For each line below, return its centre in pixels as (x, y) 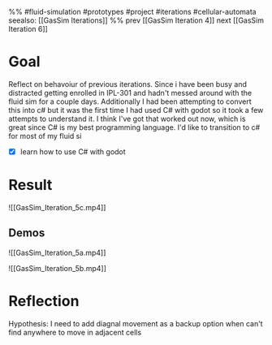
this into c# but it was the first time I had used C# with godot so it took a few (136, 110)
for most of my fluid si (45, 136)
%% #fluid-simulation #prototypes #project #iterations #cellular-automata (133, 12)
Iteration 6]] (28, 29)
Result (30, 185)
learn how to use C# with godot (73, 151)
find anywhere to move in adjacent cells (75, 332)
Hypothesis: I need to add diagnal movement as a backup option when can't (136, 323)
